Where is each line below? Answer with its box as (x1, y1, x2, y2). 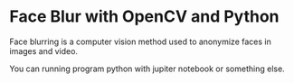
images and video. (9, 45, 79, 56)
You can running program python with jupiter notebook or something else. (9, 63, 285, 74)
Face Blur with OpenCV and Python (9, 6, 280, 27)
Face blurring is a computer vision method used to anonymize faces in (9, 36, 271, 47)
